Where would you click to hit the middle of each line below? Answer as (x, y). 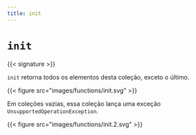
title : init (24, 13)
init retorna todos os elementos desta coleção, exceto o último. (98, 77)
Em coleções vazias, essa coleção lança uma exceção (84, 103)
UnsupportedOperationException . (53, 111)
